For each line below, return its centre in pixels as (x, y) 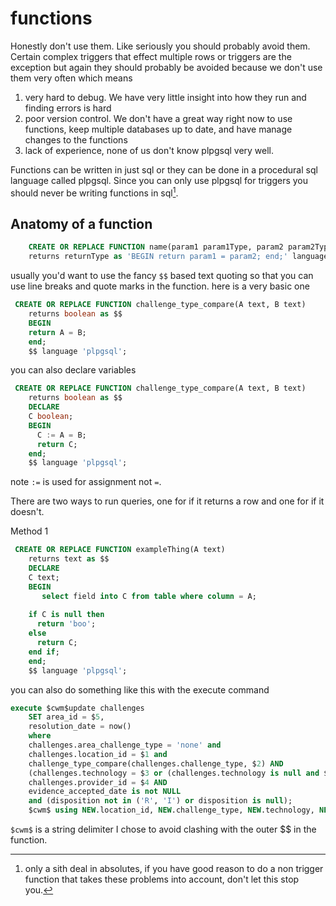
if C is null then (66, 615)
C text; (44, 577)
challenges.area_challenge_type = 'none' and (125, 745)
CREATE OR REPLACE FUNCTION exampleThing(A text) (120, 550)
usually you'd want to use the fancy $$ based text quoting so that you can (162, 276)
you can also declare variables (73, 370)
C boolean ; (51, 417)
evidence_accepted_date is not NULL (105, 792)
